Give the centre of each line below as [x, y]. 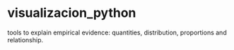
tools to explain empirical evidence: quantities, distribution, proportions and [117, 32]
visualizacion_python [72, 13]
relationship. [25, 39]
